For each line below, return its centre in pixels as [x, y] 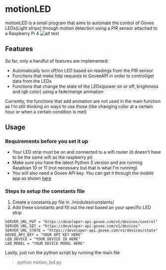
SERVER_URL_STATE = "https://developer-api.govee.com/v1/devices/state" [82, 230]
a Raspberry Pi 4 [22, 33]
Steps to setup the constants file [45, 191]
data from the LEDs [32, 81]
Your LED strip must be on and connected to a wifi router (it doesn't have [87, 152]
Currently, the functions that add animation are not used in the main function [83, 101]
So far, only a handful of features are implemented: [57, 61]
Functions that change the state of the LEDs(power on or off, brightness [85, 86]
